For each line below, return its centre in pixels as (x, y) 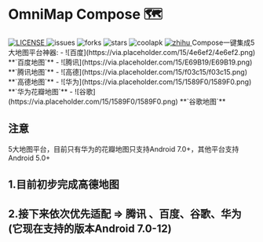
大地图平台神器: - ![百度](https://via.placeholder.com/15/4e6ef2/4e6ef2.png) (132, 52)
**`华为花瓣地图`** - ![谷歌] (52, 91)
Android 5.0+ (29, 158)
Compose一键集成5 (223, 42)
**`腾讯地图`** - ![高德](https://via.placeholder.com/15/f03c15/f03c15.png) (128, 71)
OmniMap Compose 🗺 (86, 15)
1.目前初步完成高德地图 (64, 185)
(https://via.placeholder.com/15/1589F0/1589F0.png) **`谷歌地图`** (117, 101)
